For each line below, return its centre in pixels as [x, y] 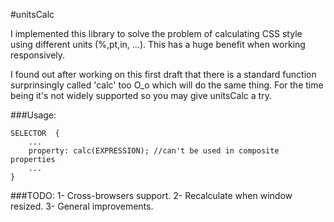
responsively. [38, 55]
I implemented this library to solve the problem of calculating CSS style [156, 33]
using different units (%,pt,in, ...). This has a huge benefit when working [158, 44]
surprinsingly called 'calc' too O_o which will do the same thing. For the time [167, 85]
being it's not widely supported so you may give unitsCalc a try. [141, 95]
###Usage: [33, 115]
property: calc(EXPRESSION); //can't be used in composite [154, 151]
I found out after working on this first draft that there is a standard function [163, 74]
